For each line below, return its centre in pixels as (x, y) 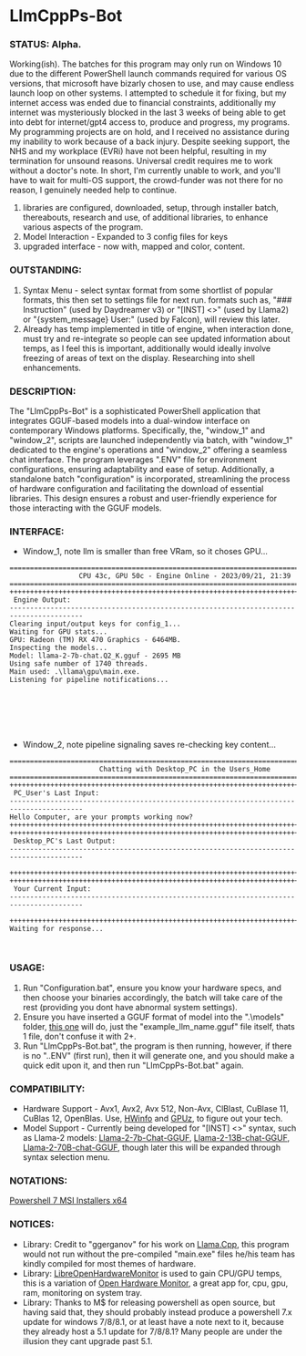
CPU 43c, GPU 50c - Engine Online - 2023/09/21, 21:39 (185, 576)
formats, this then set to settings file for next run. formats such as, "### (157, 300)
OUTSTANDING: (46, 270)
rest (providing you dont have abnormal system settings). (130, 1007)
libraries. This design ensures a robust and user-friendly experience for (143, 499)
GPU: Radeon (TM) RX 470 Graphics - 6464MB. (95, 640)
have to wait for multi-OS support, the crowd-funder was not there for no (147, 181)
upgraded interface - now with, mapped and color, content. (134, 246)
